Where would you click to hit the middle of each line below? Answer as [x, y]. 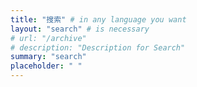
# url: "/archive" [48, 38]
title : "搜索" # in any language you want [98, 19]
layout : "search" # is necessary [80, 29]
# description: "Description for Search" [98, 47]
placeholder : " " [46, 66]
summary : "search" [48, 57]
